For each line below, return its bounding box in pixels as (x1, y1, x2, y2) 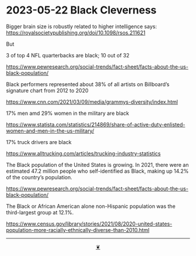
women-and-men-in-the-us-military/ (6, 127, 94, 134)
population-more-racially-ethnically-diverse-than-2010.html (6, 226, 150, 233)
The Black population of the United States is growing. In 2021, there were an (6, 161, 189, 168)
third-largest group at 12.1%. (6, 209, 74, 216)
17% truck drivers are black (6, 138, 72, 145)
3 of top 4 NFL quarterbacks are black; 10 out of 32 (6, 52, 129, 59)
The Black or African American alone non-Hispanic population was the (6, 203, 176, 210)
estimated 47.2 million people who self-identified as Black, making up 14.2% (6, 168, 189, 175)
